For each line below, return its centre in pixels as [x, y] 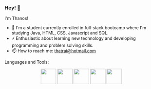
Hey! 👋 [12, 8]
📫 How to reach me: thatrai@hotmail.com [54, 51]
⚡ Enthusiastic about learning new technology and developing [74, 38]
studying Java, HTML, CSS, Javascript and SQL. [60, 33]
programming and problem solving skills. [52, 45]
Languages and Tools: [27, 62]
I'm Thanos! [17, 18]
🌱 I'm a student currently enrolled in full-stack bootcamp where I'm [79, 28]
